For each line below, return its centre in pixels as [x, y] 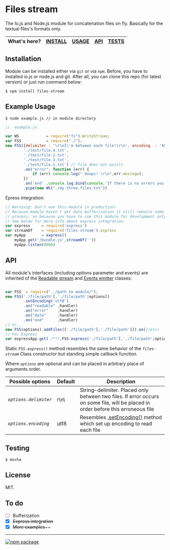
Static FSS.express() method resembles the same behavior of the [73, 348]
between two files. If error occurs [119, 397]
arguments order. [23, 369]
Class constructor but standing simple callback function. [79, 354]
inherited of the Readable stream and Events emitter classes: [69, 278]
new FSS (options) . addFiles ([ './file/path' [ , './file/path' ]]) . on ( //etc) [82, 329]
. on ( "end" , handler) [51, 320]
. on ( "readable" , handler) [51, 306]
